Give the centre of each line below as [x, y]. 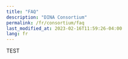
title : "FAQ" [23, 12]
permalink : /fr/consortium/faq [45, 23]
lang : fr [17, 34]
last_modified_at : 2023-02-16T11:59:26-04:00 [64, 28]
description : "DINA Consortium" [47, 17]
